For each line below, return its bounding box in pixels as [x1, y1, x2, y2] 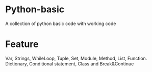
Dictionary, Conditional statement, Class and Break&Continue [5, 60, 134, 67]
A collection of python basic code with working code [5, 20, 116, 27]
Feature [5, 38, 39, 50]
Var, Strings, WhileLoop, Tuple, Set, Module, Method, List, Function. [5, 55, 147, 61]
